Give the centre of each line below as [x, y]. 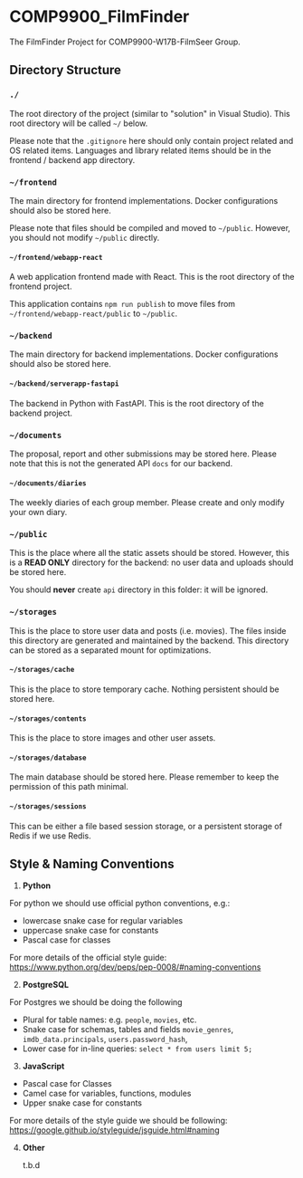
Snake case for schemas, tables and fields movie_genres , [128, 1030]
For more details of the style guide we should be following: [118, 1121]
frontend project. [41, 286]
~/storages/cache [42, 670]
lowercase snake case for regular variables [103, 921]
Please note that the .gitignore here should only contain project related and [151, 140]
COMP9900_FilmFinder [99, 17]
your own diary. [38, 512]
